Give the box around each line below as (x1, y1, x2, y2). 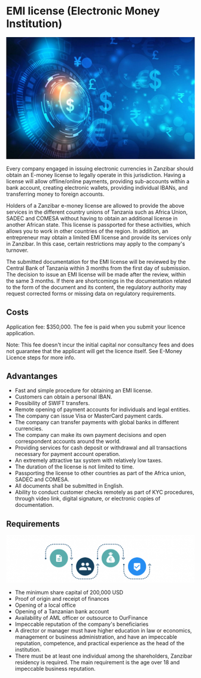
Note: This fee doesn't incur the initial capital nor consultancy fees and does (6, 341, 194, 348)
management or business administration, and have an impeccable (14, 633, 178, 640)
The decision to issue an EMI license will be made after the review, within (6, 270, 187, 278)
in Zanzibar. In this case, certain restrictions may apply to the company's (6, 240, 185, 247)
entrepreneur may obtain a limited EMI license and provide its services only (6, 233, 191, 241)
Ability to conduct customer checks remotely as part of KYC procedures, (14, 489, 194, 496)
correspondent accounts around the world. (14, 438, 121, 445)
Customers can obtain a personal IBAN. (14, 393, 112, 400)
